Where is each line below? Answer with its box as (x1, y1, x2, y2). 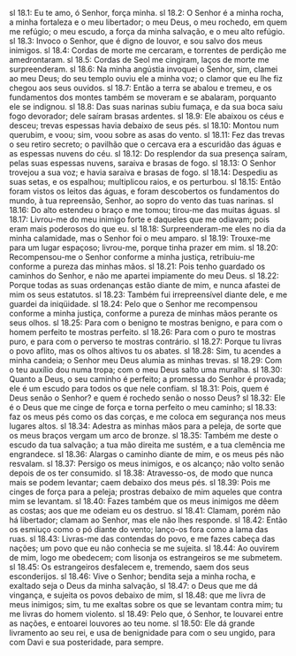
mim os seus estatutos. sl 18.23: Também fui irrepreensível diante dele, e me (9, 289, 288, 300)
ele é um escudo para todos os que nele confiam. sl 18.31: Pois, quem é (9, 384, 269, 393)
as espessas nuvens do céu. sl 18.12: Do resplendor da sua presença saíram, (9, 149, 288, 158)
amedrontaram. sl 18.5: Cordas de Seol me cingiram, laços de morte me (9, 55, 269, 65)
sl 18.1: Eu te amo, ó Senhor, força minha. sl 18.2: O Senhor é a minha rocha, (9, 8, 285, 18)
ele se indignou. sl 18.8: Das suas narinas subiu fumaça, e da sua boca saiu (9, 102, 284, 111)
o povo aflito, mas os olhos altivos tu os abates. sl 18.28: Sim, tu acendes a (9, 346, 281, 356)
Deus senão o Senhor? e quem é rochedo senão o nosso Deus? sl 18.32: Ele (9, 393, 285, 403)
